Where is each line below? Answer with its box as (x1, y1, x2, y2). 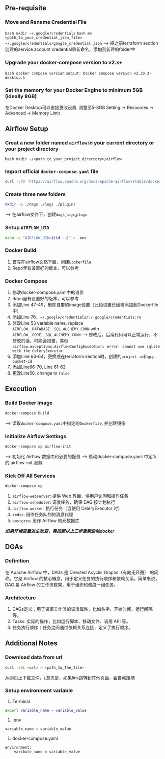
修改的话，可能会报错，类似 (12, 338, 69, 344)
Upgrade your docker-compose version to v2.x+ (5, 59, 123, 66)
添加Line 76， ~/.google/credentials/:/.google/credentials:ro (12, 314, 141, 320)
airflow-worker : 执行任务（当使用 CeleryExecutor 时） (12, 505, 123, 511)
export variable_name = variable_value (5, 708, 87, 713)
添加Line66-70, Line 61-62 (12, 364, 66, 370)
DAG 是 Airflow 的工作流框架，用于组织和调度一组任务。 (5, 582, 118, 587)
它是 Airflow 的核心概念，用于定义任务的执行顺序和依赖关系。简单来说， (13, 575, 160, 581)
